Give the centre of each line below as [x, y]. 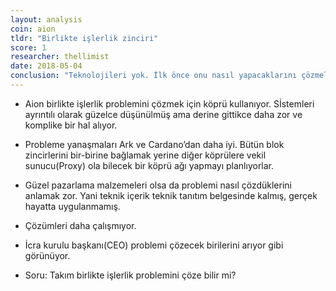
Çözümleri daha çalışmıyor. [80, 225]
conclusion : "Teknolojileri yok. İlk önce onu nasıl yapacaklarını [154, 76]
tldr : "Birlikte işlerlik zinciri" [84, 38]
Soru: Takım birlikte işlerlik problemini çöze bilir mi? [130, 275]
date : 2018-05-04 [46, 66]
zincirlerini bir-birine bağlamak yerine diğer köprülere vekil [145, 155]
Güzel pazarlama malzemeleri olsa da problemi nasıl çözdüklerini [158, 185]
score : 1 [28, 47]
